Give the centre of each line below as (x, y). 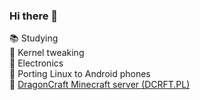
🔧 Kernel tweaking (47, 53)
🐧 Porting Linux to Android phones (80, 74)
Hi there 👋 (34, 16)
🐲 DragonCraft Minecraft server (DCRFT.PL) (100, 85)
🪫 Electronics (36, 63)
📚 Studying (34, 38)
